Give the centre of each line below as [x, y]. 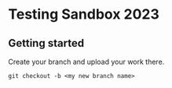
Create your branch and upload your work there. [86, 62]
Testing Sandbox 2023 [84, 14]
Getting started [46, 43]
